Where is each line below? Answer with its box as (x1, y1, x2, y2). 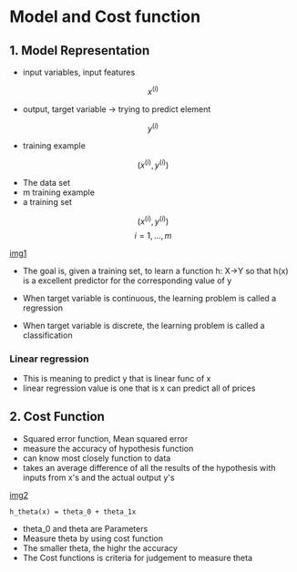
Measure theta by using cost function (22, 533, 164, 544)
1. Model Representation (9, 43, 150, 58)
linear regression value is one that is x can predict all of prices (22, 383, 256, 393)
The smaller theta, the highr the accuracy (22, 542, 178, 553)
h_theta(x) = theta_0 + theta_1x (9, 507, 137, 516)
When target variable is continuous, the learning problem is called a (22, 292, 277, 303)
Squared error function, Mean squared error (22, 433, 189, 444)
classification (22, 330, 73, 341)
